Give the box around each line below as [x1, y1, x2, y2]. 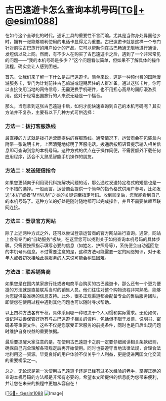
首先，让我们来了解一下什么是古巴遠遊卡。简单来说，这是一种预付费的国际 [5, 74, 157, 80]
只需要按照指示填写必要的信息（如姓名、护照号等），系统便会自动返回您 [13, 242, 159, 248]
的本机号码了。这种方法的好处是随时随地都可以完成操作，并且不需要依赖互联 [5, 198, 161, 204]
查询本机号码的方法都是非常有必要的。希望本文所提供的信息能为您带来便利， [5, 374, 161, 380]
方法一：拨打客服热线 [5, 122, 56, 129]
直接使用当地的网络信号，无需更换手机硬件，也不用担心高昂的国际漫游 [9, 86, 152, 92]
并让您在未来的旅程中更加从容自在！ [5, 380, 79, 387]
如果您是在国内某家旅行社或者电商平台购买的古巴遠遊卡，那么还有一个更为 [5, 281, 157, 286]
